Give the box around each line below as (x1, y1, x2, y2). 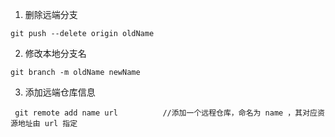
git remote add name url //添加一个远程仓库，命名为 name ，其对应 (14, 108, 318, 118)
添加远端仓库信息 (24, 86, 96, 98)
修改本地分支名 (24, 48, 87, 59)
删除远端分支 (24, 9, 78, 20)
